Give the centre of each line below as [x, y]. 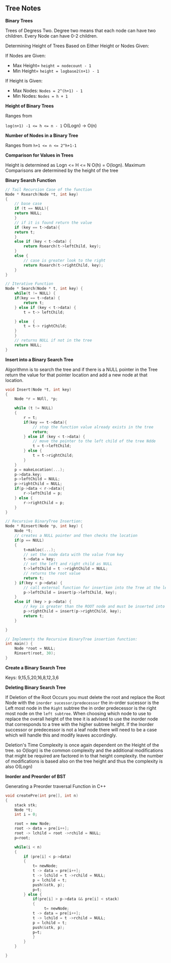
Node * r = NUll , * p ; [36, 399]
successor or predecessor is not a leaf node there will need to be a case [81, 729]
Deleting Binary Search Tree [36, 687]
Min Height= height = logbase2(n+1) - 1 [56, 71]
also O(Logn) [19, 766]
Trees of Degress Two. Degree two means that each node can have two [81, 31]
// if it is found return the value [53, 223]
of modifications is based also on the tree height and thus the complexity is [84, 761]
